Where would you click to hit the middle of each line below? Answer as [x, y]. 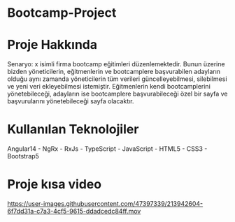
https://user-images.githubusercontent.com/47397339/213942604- [105, 203]
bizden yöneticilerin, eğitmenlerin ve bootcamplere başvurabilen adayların [114, 72]
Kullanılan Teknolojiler [73, 129]
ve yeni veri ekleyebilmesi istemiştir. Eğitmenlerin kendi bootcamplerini [109, 87]
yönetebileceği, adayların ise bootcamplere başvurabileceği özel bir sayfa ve [117, 94]
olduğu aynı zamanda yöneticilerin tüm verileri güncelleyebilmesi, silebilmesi [117, 79]
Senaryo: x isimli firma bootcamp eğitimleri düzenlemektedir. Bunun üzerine [116, 64]
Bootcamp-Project [62, 13]
